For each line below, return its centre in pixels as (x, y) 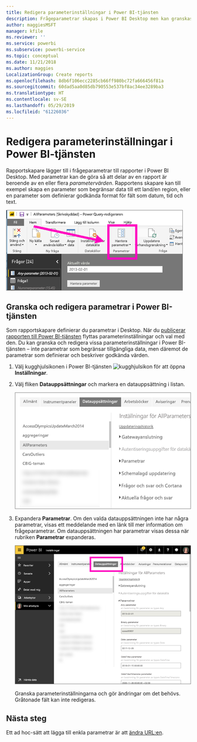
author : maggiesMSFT (31, 25)
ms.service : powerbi (31, 44)
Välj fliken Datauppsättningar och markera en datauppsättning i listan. (100, 384)
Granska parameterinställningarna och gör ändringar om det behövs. (97, 694)
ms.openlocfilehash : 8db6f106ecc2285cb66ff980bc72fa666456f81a (85, 81)
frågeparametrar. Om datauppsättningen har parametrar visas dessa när (102, 531)
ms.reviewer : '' (26, 37)
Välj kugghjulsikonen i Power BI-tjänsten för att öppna (100, 367)
